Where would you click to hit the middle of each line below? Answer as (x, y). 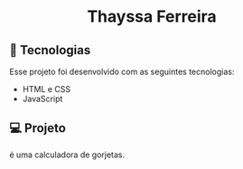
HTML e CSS (47, 89)
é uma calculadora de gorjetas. (67, 155)
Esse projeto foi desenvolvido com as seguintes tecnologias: (122, 71)
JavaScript (42, 99)
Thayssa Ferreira (152, 17)
